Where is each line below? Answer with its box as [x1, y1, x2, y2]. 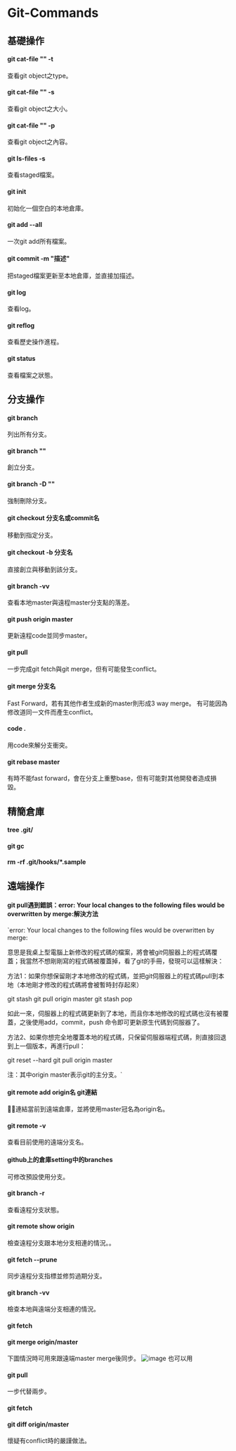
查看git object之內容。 [7, 137, 72, 146]
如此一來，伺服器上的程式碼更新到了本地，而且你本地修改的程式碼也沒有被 [7, 1009, 223, 1018]
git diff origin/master [7, 1420, 70, 1428]
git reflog [7, 321, 35, 329]
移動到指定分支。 [7, 531, 57, 539]
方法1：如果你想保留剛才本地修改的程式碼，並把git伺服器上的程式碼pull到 [7, 972, 218, 980]
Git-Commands [7, 5, 99, 21]
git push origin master [7, 615, 74, 623]
